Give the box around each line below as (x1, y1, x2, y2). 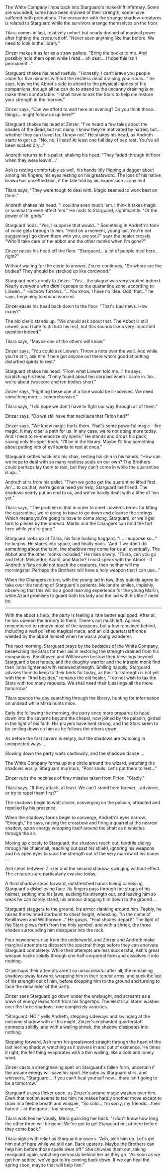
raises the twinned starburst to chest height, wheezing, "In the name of (5, 911, 151, 917)
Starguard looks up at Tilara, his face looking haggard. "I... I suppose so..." (5, 535, 158, 541)
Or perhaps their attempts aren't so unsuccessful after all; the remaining (5, 968, 153, 973)
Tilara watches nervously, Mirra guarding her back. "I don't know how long (5, 1115, 158, 1121)
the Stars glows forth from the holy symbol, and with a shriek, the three (5, 922, 151, 928)
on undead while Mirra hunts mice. (5, 701, 77, 706)
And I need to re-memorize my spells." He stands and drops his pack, (5, 433, 148, 439)
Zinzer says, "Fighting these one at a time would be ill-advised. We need (5, 388, 154, 394)
